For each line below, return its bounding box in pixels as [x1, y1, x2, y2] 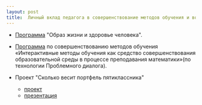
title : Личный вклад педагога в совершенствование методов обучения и [6, 14, 189, 21]
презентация [23, 92, 57, 99]
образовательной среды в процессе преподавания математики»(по [14, 56, 191, 63]
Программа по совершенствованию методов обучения [14, 43, 158, 50]
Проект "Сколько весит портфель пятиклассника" [14, 74, 144, 81]
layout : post [6, 8, 39, 15]
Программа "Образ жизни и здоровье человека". [14, 31, 142, 38]
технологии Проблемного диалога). [14, 62, 107, 69]
